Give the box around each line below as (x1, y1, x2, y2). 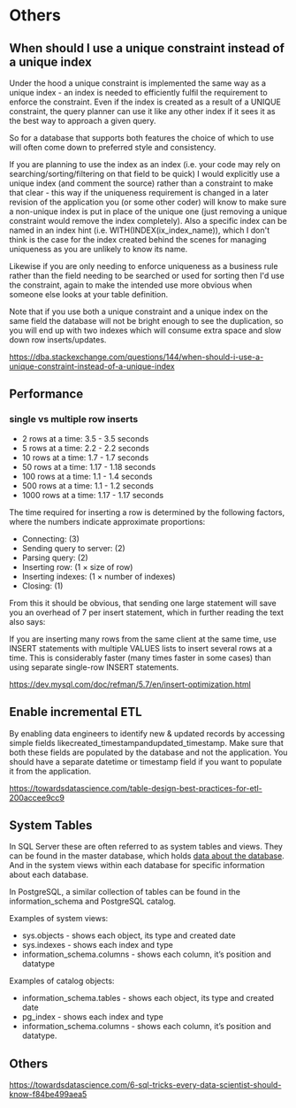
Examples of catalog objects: (9, 975, 115, 987)
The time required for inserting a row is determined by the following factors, (9, 506, 285, 518)
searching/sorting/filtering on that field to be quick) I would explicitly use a (9, 169, 280, 179)
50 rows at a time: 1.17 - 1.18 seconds (21, 461, 156, 472)
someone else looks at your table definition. (9, 289, 169, 299)
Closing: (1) (21, 581, 64, 591)
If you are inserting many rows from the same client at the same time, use (9, 634, 277, 644)
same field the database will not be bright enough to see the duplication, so (9, 316, 285, 326)
